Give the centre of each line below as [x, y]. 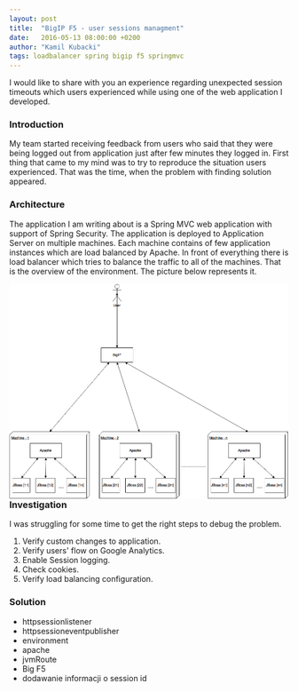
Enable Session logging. [66, 561]
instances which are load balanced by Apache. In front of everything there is [149, 252]
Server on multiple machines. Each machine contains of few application [140, 243]
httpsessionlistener [57, 621]
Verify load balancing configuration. [87, 579]
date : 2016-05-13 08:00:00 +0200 [75, 37]
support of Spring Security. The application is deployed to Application [137, 233]
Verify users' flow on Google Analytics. [94, 551]
